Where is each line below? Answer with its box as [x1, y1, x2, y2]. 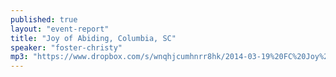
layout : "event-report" [10, 24, 110, 34]
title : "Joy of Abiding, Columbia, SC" [10, 33, 177, 43]
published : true [10, 14, 78, 25]
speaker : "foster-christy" [10, 42, 123, 53]
